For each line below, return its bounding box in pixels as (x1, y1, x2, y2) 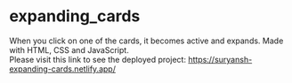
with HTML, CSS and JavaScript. (9, 44, 129, 55)
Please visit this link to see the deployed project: (9, 54, 187, 64)
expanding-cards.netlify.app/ (9, 64, 116, 74)
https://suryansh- (188, 54, 253, 64)
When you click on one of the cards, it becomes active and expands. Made (9, 35, 284, 46)
